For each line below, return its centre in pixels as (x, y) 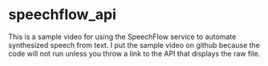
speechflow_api (62, 15)
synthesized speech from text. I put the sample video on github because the (134, 45)
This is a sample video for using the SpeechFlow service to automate (122, 37)
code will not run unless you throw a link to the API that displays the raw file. (134, 53)
